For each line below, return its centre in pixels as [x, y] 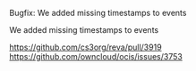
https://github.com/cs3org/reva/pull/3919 [86, 47]
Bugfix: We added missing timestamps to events [98, 13]
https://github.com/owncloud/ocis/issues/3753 [96, 56]
